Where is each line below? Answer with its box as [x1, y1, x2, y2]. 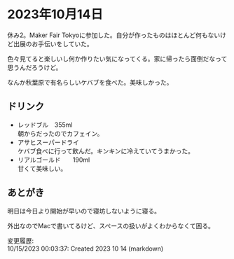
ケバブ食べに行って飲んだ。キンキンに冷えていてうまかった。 [17, 146, 195, 155]
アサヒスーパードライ [17, 138, 79, 146]
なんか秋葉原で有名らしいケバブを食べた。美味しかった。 [7, 78, 173, 86]
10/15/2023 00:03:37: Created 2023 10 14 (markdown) [7, 244, 164, 253]
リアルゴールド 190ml [17, 155, 90, 164]
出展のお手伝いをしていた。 [13, 39, 93, 48]
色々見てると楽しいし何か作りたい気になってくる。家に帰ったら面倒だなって [7, 54, 228, 63]
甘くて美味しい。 [17, 164, 67, 172]
